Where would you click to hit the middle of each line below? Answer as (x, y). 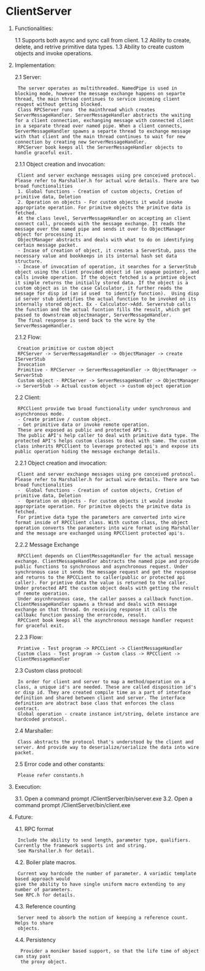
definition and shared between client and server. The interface (100, 698)
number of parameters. (44, 889)
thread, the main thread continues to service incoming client (97, 99)
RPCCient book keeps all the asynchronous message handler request (106, 620)
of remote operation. (42, 594)
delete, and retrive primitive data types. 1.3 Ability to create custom (99, 47)
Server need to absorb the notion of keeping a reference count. (103, 918)
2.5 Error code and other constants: (60, 764)
